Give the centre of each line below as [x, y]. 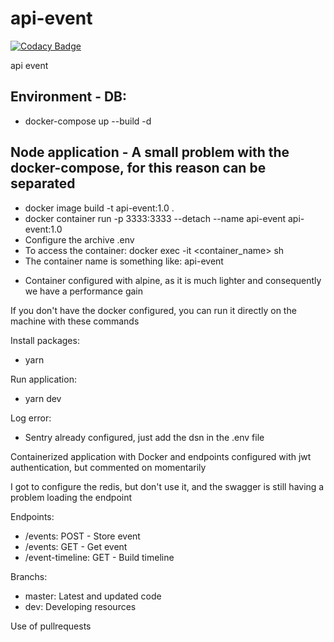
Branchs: [29, 576]
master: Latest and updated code [93, 596]
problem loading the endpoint [71, 497]
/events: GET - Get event [76, 546]
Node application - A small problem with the [150, 152]
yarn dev [43, 398]
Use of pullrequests [51, 626]
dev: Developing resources [80, 606]
